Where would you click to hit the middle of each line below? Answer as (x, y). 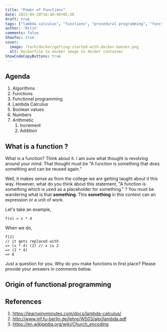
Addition (28, 131)
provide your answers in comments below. (48, 269)
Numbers (22, 115)
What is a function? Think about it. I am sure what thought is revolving (77, 158)
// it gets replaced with (32, 241)
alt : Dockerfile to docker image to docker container (66, 51)
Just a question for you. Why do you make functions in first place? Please (81, 264)
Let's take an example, (28, 209)
